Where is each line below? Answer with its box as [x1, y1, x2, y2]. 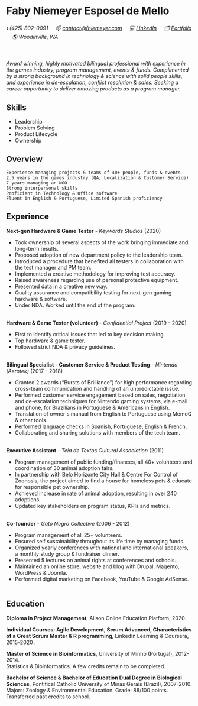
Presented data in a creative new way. [14, 283, 108, 290]
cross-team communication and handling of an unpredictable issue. [14, 385, 180, 392]
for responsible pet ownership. [14, 483, 90, 490]
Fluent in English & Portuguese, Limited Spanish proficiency [6, 196, 163, 202]
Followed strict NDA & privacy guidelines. [14, 343, 115, 350]
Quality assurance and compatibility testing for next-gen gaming [14, 289, 172, 296]
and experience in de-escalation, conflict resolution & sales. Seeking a [6, 79, 179, 86]
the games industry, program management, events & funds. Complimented [6, 66, 189, 73]
